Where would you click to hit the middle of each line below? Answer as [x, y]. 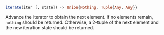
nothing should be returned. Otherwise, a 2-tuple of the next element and [82, 22]
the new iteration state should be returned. [50, 27]
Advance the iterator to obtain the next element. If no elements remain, [79, 17]
